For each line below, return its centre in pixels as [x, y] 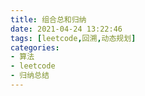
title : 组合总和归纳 [48, 19]
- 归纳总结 [30, 76]
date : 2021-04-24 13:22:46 [66, 29]
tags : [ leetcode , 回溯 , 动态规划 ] [73, 38]
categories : [35, 47]
